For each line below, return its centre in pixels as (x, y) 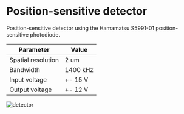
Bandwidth (25, 69)
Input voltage (28, 79)
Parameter (34, 49)
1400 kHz (79, 69)
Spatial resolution (34, 60)
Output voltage (31, 90)
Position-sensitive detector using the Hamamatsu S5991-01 (80, 28)
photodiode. (45, 34)
